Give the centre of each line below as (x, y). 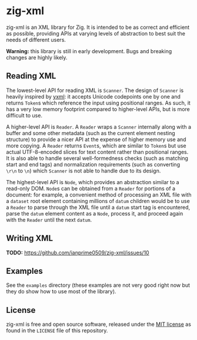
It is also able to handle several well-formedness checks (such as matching (97, 158)
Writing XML (30, 238)
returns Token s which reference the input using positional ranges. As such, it (98, 103)
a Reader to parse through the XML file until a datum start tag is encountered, (98, 207)
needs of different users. (36, 40)
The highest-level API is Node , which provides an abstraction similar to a (93, 182)
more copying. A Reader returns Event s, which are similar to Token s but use (96, 145)
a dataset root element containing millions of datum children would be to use (98, 201)
